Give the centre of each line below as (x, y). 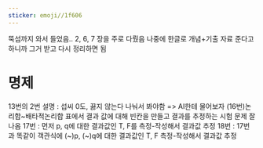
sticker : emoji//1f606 (45, 15)
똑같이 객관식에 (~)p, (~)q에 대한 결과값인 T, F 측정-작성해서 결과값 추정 (126, 135)
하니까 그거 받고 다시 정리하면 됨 (58, 49)
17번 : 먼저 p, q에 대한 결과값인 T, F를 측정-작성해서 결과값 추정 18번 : (129, 125)
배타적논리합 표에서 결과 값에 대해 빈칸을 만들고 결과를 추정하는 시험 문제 (136, 116)
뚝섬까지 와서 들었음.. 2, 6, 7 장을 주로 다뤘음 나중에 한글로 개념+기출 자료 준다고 (131, 38)
